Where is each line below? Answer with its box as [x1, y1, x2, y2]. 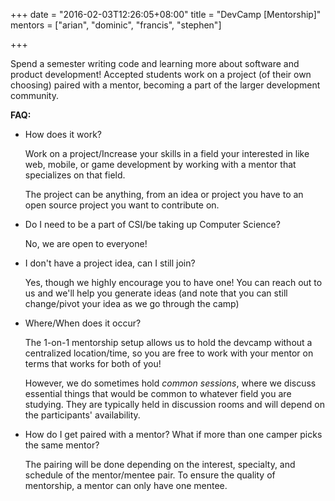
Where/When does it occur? [24, 317, 142, 329]
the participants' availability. [24, 409, 141, 421]
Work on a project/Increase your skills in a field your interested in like [24, 148, 310, 159]
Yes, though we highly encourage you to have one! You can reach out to [24, 277, 323, 288]
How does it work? [24, 129, 103, 140]
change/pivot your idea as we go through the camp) [24, 298, 240, 309]
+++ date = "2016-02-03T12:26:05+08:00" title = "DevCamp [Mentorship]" [10, 9, 322, 20]
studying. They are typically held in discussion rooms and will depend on [24, 399, 326, 410]
